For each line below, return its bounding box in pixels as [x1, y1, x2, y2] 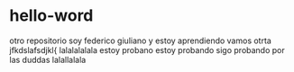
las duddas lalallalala [9, 54, 87, 65]
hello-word [9, 5, 94, 26]
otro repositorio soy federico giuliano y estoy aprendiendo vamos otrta [9, 35, 272, 46]
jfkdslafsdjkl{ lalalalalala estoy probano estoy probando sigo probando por [9, 44, 286, 55]
